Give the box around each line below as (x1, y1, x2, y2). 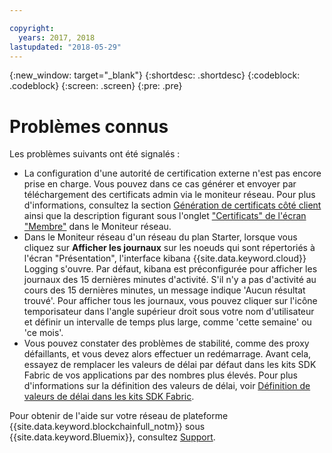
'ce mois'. (23, 327, 64, 339)
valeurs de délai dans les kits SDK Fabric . (23, 391, 195, 403)
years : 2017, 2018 (18, 32, 96, 43)
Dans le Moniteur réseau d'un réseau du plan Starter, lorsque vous (23, 231, 298, 243)
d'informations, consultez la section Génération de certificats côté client (23, 199, 322, 211)
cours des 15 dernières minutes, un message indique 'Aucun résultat (23, 284, 306, 296)
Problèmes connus (9, 115, 169, 138)
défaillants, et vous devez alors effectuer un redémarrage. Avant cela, (23, 348, 312, 360)
